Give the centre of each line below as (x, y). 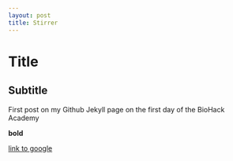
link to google (30, 148)
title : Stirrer (33, 23)
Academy (24, 118)
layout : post (30, 15)
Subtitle (28, 91)
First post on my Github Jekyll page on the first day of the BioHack (116, 109)
